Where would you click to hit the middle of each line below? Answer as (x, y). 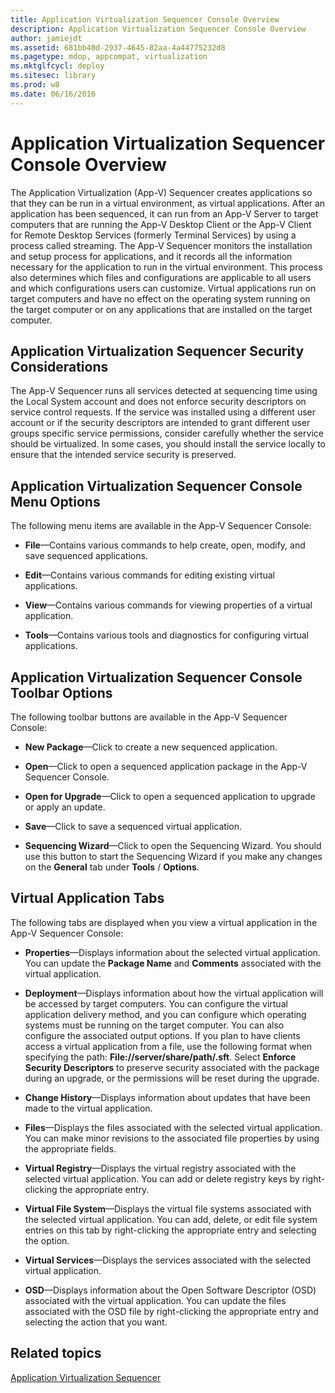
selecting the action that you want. (96, 1322)
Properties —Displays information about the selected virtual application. (172, 952)
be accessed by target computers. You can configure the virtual (156, 1003)
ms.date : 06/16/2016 (53, 94)
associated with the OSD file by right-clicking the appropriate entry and (171, 1311)
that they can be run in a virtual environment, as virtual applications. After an (168, 203)
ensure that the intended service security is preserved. (123, 455)
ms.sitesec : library (53, 76)
